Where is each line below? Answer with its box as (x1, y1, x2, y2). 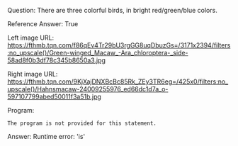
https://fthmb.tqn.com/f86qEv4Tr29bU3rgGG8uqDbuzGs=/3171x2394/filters (7, 41, 231, 49)
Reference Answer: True (7, 20, 79, 28)
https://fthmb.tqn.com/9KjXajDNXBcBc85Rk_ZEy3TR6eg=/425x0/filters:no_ (7, 77, 229, 86)
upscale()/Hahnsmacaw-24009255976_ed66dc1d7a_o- (7, 85, 169, 93)
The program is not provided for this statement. (7, 120, 157, 127)
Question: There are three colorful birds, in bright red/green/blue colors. (7, 6, 217, 14)
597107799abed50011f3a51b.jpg (7, 92, 101, 101)
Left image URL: (7, 33, 55, 42)
